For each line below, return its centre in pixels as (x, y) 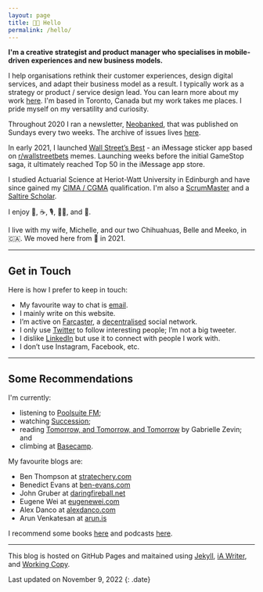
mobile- (238, 53)
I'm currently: (30, 398)
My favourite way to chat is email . (74, 305)
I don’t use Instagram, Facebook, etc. (79, 347)
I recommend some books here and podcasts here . (90, 533)
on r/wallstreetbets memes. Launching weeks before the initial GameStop (126, 156)
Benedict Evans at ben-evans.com (75, 485)
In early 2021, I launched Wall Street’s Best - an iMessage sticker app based (130, 148)
